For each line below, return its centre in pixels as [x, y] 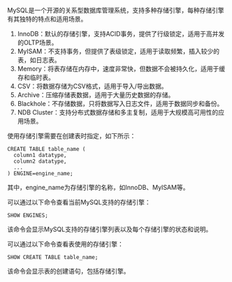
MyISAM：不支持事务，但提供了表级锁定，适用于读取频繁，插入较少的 [118, 51]
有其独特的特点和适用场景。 [47, 19]
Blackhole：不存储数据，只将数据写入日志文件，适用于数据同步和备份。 [120, 104]
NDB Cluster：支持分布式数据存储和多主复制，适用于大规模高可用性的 [118, 112]
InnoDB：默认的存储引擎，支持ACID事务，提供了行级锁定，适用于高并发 [121, 34]
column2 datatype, [41, 161]
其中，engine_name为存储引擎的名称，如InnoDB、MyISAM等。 [98, 187]
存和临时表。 [36, 77]
